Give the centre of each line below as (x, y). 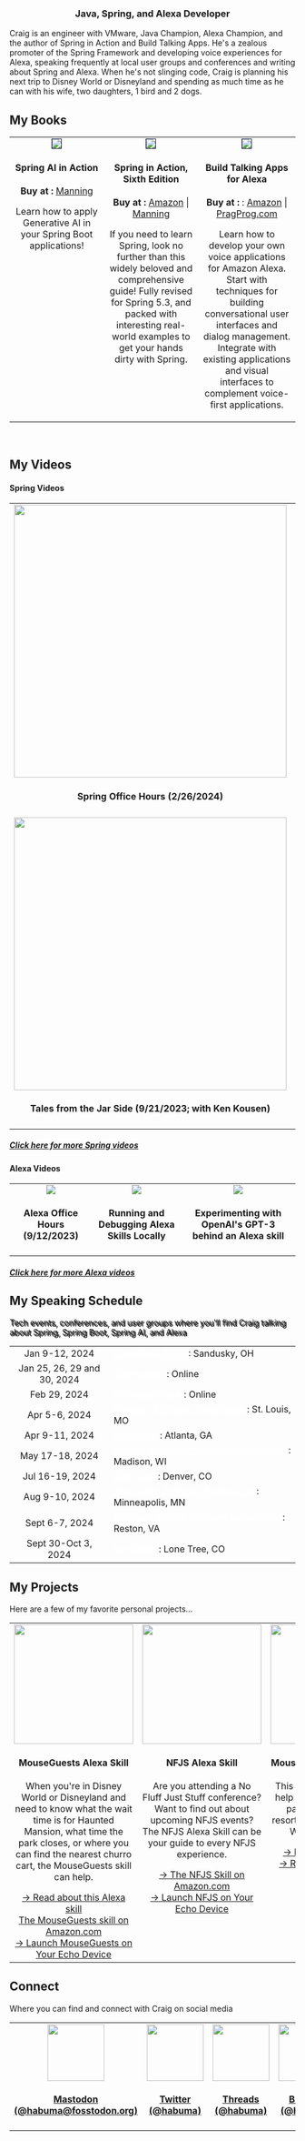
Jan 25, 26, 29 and (59, 1369)
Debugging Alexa (137, 1224)
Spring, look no (151, 246)
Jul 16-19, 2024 (59, 1476)
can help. (74, 1876)
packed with (151, 314)
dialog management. (246, 337)
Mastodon (76, 2099)
